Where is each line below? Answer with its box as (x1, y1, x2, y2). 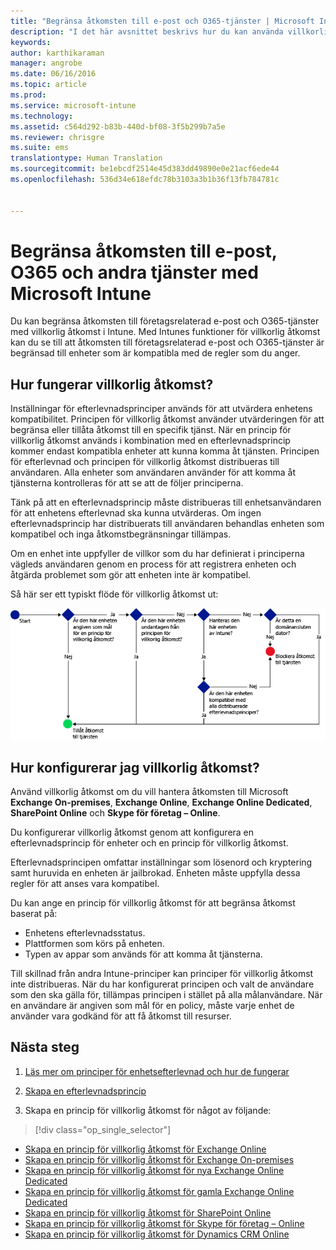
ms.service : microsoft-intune (10, 100, 137, 110)
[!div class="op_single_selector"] (34, 1123, 172, 1135)
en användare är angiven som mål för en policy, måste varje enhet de (10, 999, 295, 1011)
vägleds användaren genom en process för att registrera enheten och (10, 558, 297, 570)
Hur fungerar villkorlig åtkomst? (10, 376, 214, 393)
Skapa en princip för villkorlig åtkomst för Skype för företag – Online (24, 1217, 305, 1229)
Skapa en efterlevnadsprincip (24, 1085, 147, 1097)
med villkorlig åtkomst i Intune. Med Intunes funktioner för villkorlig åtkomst (10, 326, 321, 338)
